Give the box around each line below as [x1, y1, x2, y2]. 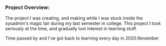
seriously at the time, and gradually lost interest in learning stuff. [5, 26, 137, 32]
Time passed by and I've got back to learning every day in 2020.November [5, 35, 159, 41]
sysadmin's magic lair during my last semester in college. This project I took [5, 20, 161, 26]
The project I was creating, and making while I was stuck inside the [5, 15, 143, 21]
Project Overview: [5, 4, 50, 11]
